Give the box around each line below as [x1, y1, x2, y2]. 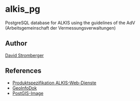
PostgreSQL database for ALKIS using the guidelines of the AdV [5, 20, 136, 26]
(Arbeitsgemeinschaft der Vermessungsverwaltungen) [5, 25, 116, 31]
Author [5, 39, 27, 48]
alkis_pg [5, 3, 41, 15]
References [5, 67, 42, 75]
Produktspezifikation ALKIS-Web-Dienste [12, 80, 96, 86]
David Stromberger [5, 52, 44, 58]
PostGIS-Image [12, 90, 44, 96]
